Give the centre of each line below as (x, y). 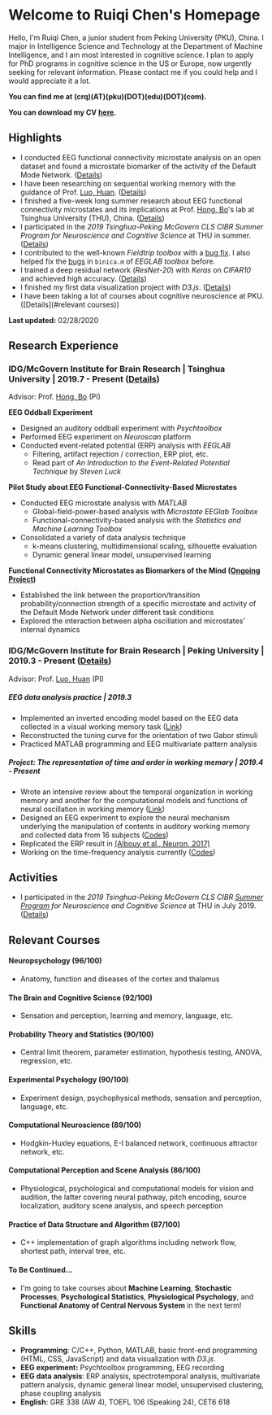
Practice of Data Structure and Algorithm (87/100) (95, 1224)
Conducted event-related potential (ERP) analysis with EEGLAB (125, 446)
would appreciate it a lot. (50, 81)
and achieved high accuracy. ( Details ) (83, 278)
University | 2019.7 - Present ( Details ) (84, 379)
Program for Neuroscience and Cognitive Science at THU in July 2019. (138, 906)
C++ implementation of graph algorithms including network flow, (128, 1242)
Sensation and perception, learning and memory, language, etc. (127, 1015)
